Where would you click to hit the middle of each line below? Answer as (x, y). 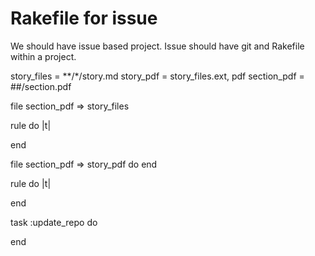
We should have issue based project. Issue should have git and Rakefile (157, 46)
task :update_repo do (54, 222)
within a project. (43, 56)
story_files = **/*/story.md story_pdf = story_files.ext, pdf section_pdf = (157, 76)
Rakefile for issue (84, 18)
